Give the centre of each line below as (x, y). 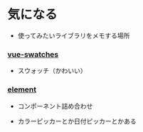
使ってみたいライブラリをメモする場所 (74, 35)
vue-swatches (33, 54)
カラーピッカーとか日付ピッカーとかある (77, 121)
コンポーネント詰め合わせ (55, 106)
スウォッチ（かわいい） (52, 71)
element (22, 89)
